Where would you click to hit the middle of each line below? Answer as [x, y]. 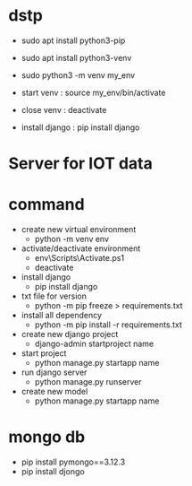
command [47, 205]
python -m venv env [71, 239]
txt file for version [54, 296]
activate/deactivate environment [81, 248]
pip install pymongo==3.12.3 [73, 462]
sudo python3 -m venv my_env [78, 75]
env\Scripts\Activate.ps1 [79, 258]
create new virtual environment [79, 230]
